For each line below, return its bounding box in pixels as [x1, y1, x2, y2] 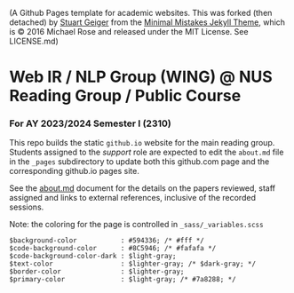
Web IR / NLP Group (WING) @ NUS [9, 67, 273, 87]
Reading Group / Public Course [9, 86, 242, 106]
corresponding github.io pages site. [9, 166, 139, 177]
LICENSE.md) [9, 36, 60, 46]
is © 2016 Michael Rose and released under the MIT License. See [9, 27, 249, 36]
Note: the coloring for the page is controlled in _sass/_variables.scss [9, 219, 264, 230]
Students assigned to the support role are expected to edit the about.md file [9, 146, 284, 158]
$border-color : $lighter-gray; [9, 267, 185, 276]
